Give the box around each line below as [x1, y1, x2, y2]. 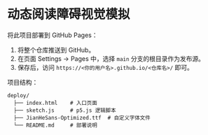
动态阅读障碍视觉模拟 [7, 6, 131, 22]
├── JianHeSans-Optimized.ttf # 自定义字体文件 [13, 114, 151, 121]
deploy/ [7, 92, 30, 99]
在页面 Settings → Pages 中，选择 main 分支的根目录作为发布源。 [17, 54, 205, 63]
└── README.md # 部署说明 [13, 122, 98, 129]
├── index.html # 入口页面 [13, 99, 98, 106]
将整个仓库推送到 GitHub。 [17, 45, 95, 54]
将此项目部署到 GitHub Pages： [7, 31, 98, 39]
